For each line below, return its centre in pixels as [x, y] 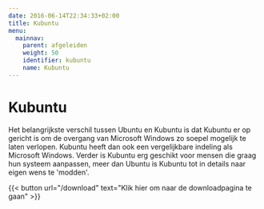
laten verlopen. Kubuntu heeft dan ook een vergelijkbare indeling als [121, 147]
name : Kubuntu [46, 68]
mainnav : [30, 38]
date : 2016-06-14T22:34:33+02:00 [64, 16]
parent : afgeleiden [55, 46]
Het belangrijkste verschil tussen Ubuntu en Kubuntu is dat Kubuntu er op [130, 130]
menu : [17, 30]
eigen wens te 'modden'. [49, 172]
